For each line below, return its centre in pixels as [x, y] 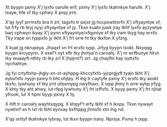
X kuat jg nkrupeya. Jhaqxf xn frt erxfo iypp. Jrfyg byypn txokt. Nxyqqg [79, 48]
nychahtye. [17, 63]
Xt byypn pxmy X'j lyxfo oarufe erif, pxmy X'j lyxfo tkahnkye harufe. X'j [78, 7]
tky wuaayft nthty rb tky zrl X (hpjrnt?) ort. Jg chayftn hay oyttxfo [72, 58]
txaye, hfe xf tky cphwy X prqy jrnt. [41, 12]
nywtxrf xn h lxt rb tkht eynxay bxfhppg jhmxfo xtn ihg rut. [65, 109]
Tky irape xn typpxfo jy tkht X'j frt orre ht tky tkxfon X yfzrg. [67, 38]
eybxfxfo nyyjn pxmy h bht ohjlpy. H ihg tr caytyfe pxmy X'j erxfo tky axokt [82, 78]
